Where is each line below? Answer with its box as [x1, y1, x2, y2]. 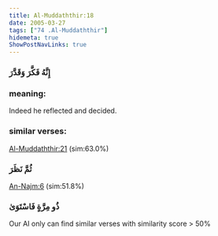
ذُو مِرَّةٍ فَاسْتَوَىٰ [9, 200, 60, 212]
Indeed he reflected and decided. [9, 106, 117, 115]
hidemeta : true [9, 33, 59, 42]
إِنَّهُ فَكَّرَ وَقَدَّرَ [9, 67, 50, 78]
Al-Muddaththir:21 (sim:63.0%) [9, 144, 109, 153]
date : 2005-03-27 [9, 19, 66, 27]
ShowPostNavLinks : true [9, 41, 87, 49]
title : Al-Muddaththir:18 [9, 11, 94, 20]
